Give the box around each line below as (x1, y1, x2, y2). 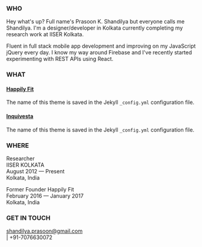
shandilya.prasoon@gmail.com (6, 228, 83, 235)
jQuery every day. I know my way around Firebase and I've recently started (6, 49, 192, 56)
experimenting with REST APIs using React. (6, 56, 114, 63)
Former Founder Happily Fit (6, 185, 75, 193)
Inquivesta (6, 113, 34, 120)
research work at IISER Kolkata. (6, 31, 84, 38)
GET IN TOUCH (6, 213, 51, 222)
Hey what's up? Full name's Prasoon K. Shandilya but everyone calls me (6, 18, 185, 25)
